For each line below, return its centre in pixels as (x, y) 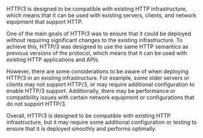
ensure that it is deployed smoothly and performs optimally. (82, 129)
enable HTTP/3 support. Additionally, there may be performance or (91, 91)
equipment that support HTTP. (45, 22)
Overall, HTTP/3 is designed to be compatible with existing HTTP (88, 116)
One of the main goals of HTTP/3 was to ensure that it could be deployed (99, 34)
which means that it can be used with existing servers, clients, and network (101, 15)
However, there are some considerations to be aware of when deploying (98, 71)
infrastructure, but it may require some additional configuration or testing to (102, 122)
